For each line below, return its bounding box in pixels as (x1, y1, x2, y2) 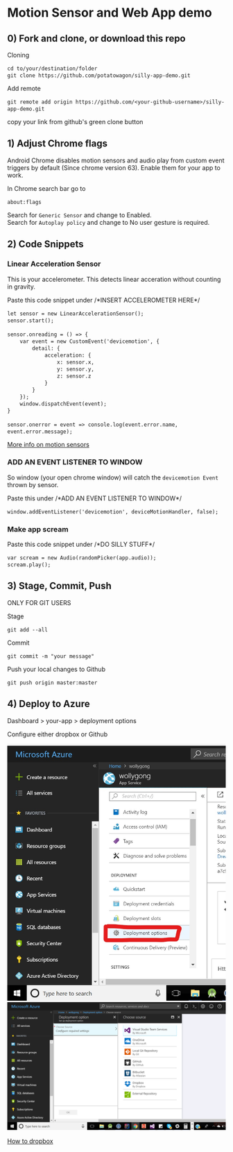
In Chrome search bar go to (7, 184, 86, 192)
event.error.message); (7, 428, 73, 435)
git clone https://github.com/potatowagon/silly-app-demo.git (7, 72, 191, 79)
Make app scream (7, 524, 69, 534)
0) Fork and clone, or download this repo (7, 33, 186, 44)
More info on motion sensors (7, 440, 90, 448)
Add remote (7, 85, 42, 92)
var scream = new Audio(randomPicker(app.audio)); (7, 554, 157, 561)
